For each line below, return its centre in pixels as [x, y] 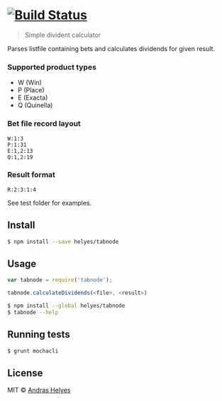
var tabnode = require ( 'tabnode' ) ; [60, 280]
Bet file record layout [44, 124]
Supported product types [52, 67]
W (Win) [30, 82]
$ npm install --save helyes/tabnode [63, 242]
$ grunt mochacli [33, 351]
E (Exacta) [33, 98]
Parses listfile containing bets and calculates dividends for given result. [111, 48]
